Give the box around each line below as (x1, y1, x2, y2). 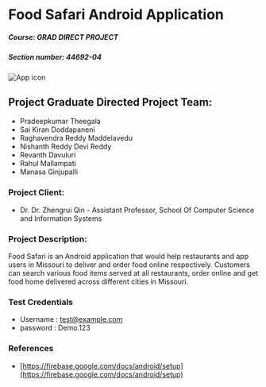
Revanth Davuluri (19, 150, 76, 160)
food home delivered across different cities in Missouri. (8, 277, 189, 286)
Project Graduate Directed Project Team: (8, 95, 213, 109)
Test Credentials (8, 296, 74, 308)
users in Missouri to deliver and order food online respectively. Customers (8, 260, 250, 269)
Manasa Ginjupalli (19, 167, 79, 176)
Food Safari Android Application (8, 6, 225, 24)
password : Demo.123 (19, 323, 91, 333)
